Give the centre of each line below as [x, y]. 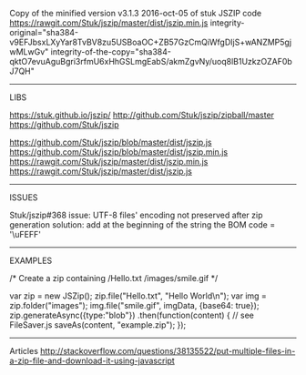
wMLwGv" [29, 52]
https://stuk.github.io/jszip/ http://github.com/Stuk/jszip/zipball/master [142, 115]
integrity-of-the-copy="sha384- [111, 52]
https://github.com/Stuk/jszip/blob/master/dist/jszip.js [111, 142]
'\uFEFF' [25, 234]
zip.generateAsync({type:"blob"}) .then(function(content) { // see [132, 315]
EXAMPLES [31, 260]
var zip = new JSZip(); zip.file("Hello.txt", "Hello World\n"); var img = [138, 296]
